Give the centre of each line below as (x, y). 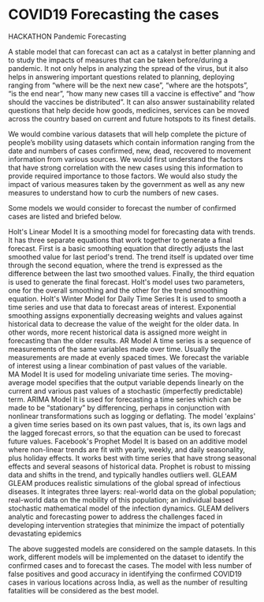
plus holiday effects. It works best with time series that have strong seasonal (132, 458)
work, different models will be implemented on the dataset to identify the (126, 557)
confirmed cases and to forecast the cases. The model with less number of (130, 565)
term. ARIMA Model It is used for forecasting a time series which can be (125, 399)
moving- (219, 374)
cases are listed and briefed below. (65, 216)
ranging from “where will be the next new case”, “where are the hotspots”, (128, 85)
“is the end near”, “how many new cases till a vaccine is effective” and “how (132, 93)
